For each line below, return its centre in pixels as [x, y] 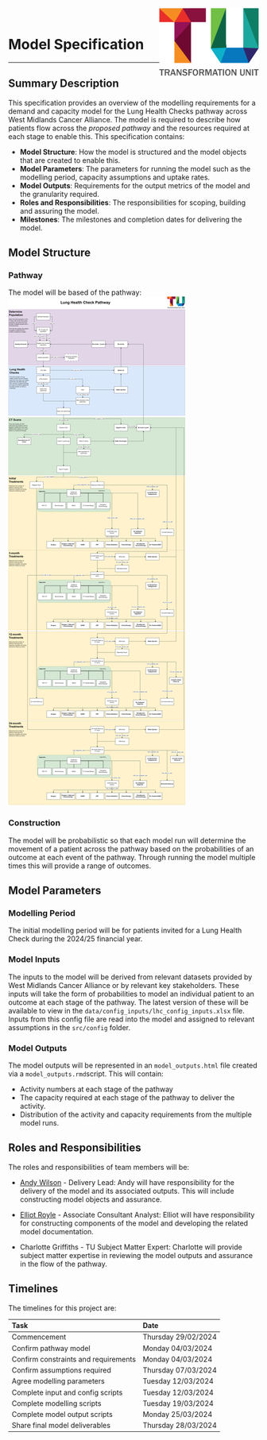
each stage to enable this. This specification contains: [97, 136]
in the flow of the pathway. [63, 1264]
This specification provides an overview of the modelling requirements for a [132, 102]
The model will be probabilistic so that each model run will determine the [127, 840]
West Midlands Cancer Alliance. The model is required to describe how [124, 119]
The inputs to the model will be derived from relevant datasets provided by [130, 977]
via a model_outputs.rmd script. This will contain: [86, 1074]
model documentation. [56, 1231]
